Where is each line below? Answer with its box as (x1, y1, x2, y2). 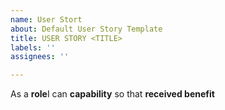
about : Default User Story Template (10, 24, 163, 34)
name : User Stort (10, 14, 83, 25)
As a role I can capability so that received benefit (10, 88, 215, 100)
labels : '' (10, 42, 56, 53)
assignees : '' (10, 52, 70, 62)
